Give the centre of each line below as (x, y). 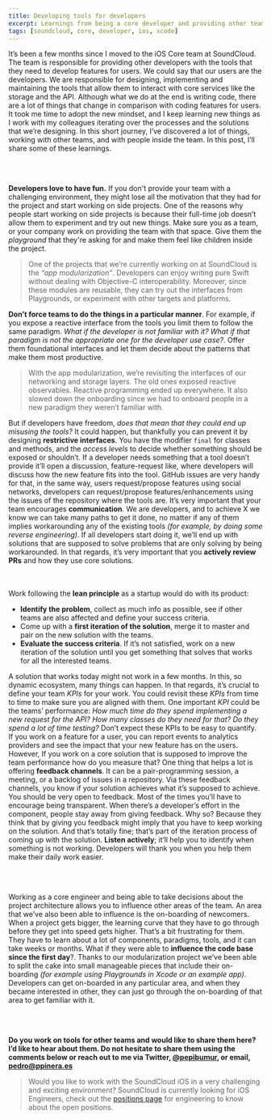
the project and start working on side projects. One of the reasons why (126, 206)
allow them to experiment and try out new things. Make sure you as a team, (133, 223)
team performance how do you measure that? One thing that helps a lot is (131, 762)
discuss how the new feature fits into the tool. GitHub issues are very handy (134, 475)
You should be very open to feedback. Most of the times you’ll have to (125, 797)
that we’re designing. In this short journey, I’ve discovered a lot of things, (129, 131)
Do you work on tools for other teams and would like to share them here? (132, 1040)
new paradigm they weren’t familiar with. (96, 407)
